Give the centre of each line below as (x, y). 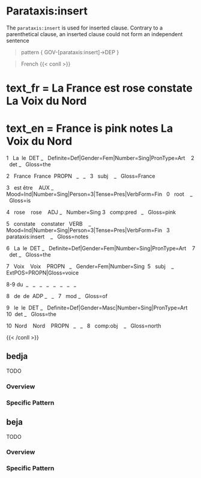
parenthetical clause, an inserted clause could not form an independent (94, 34)
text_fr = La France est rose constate (100, 88)
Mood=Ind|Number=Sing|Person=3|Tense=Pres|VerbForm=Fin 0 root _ (100, 194)
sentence (18, 40)
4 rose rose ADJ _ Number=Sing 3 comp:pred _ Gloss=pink (91, 213)
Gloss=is (20, 200)
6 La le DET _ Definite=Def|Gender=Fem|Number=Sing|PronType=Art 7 (101, 249)
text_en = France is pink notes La (90, 129)
